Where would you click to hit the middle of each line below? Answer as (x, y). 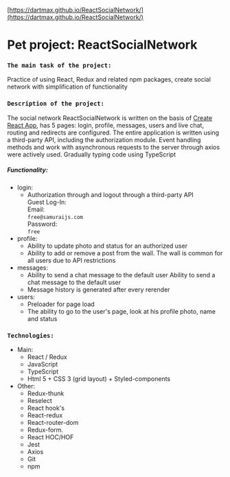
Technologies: (31, 335)
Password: (42, 224)
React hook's (46, 408)
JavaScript (43, 364)
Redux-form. (45, 430)
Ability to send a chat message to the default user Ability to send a (121, 275)
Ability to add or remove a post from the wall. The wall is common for (125, 253)
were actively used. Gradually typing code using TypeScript (92, 154)
